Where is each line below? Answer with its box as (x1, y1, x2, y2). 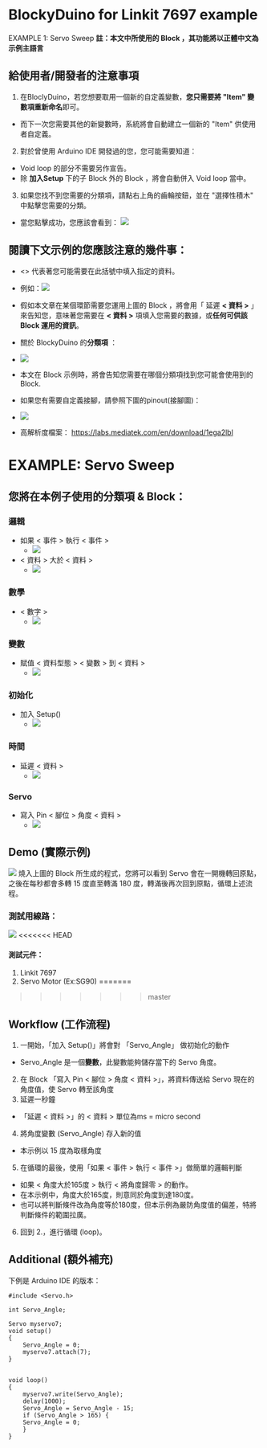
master (148, 992, 171, 1002)
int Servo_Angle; (8, 1306, 67, 1314)
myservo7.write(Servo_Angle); (22, 1390, 124, 1398)
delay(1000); (22, 1397, 67, 1405)
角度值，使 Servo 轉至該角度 (19, 1085, 115, 1094)
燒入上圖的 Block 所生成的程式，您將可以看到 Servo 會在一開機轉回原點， (18, 868, 261, 877)
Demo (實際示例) (8, 845, 91, 859)
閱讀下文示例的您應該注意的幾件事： (8, 243, 188, 257)
